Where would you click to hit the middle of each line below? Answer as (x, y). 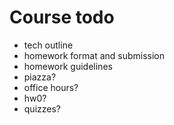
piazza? (40, 77)
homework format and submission (94, 55)
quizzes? (42, 108)
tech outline (48, 45)
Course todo (62, 17)
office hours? (51, 87)
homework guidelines (68, 66)
